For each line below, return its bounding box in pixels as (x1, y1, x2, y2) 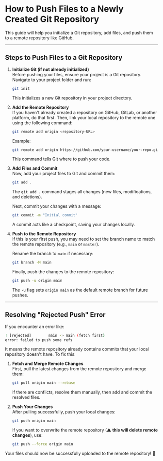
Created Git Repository (5, 14, 99, 25)
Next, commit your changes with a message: (12, 203, 101, 209)
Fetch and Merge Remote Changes (12, 361, 83, 367)
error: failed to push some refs (5, 337, 73, 343)
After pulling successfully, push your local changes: (12, 409, 115, 415)
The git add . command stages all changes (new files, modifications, (12, 189, 152, 195)
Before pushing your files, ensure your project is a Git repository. (12, 71, 142, 77)
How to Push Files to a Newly (5, 3, 124, 15)
